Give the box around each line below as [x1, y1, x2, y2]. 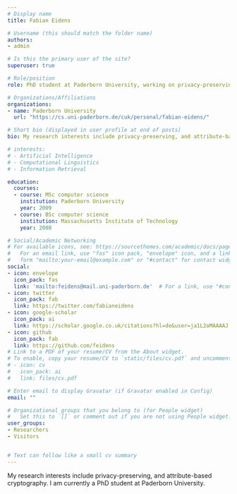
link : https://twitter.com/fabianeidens [13, 303, 134, 310]
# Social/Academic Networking [7, 237, 97, 244]
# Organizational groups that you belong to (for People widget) [7, 406, 203, 414]
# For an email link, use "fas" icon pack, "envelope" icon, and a [7, 250, 217, 258]
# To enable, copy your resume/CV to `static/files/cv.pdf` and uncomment [7, 355, 232, 362]
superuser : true [7, 62, 55, 69]
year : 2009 [20, 205, 52, 212]
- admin [7, 43, 30, 50]
